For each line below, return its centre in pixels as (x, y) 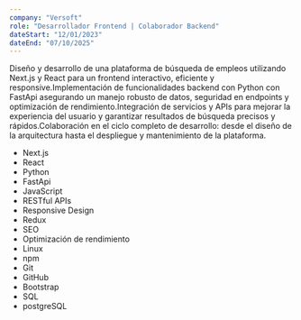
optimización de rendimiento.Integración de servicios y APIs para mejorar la (150, 107)
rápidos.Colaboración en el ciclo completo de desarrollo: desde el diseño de (151, 126)
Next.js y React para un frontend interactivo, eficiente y (112, 78)
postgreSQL (45, 306)
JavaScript (42, 191)
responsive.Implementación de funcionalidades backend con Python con (145, 87)
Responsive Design (58, 210)
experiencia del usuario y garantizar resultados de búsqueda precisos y (142, 116)
